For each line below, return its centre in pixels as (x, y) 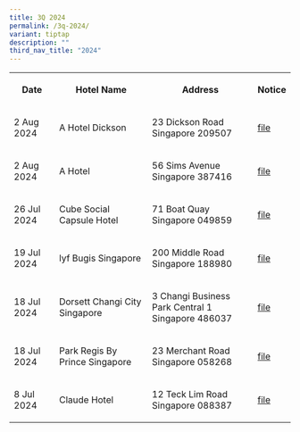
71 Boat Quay (180, 209)
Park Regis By (88, 351)
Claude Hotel (87, 400)
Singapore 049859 (192, 220)
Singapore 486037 (192, 319)
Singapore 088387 (192, 405)
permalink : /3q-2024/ (50, 26)
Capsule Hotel (89, 220)
